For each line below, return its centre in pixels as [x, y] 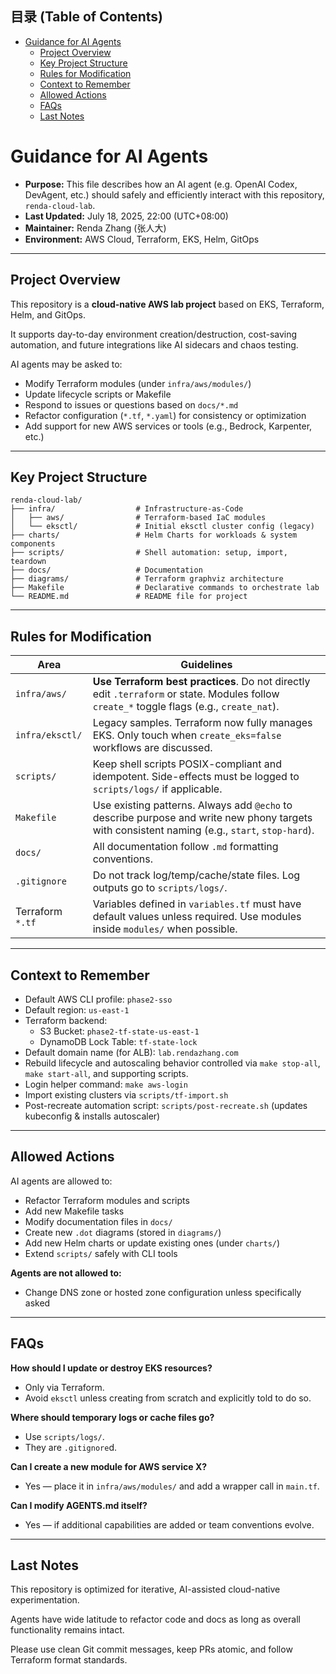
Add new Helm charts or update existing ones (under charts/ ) [152, 1243]
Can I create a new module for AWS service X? [109, 1466]
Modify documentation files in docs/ [98, 1221]
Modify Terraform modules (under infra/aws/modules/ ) [138, 383]
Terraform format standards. [69, 1660]
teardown [28, 562]
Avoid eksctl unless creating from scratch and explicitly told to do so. [168, 1398]
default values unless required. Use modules [197, 917]
